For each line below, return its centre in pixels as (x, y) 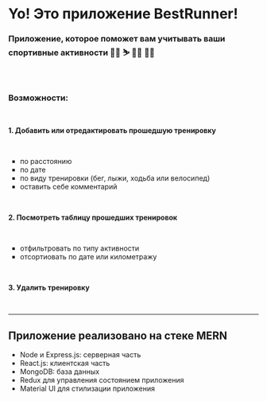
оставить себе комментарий (68, 187)
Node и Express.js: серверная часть (80, 355)
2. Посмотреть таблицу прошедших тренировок (93, 218)
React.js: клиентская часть (65, 364)
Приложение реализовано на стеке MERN (118, 335)
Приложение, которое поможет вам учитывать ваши (117, 39)
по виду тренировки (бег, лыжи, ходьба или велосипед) (115, 178)
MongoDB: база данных (60, 372)
